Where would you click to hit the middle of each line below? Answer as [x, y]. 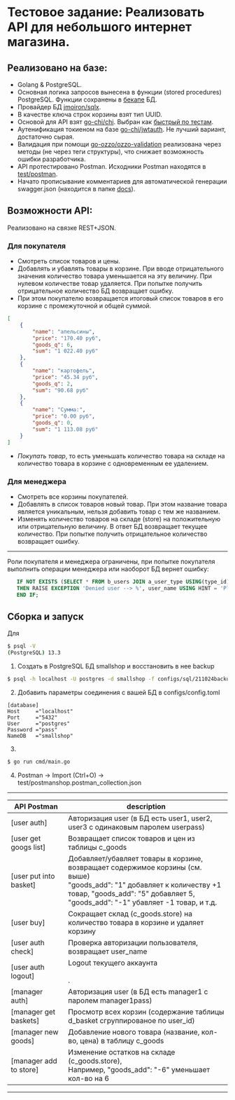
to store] [25, 1069]
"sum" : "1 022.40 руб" [65, 351]
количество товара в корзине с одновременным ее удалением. [113, 463]
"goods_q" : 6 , [53, 345]
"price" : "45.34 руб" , [65, 377]
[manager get [33, 1012]
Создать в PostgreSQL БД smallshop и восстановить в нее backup [116, 666]
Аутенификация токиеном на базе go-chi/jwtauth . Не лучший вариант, [121, 129]
